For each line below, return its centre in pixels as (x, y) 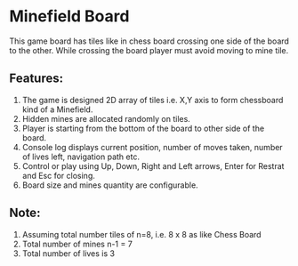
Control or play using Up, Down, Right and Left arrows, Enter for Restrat (153, 165)
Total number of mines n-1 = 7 (77, 244)
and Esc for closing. (59, 175)
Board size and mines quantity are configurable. (110, 185)
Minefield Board (69, 16)
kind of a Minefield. (57, 109)
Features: (36, 79)
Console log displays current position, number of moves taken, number (152, 147)
